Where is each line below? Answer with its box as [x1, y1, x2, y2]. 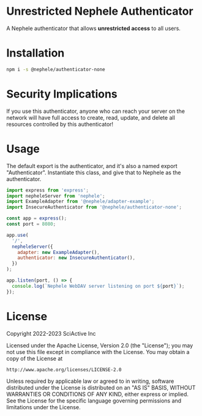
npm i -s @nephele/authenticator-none [6, 66, 105, 72]
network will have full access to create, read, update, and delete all [6, 114, 176, 121]
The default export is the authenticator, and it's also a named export [6, 162, 178, 169]
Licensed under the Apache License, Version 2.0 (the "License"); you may [6, 342, 193, 349]
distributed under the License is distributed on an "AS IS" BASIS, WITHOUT [6, 383, 196, 391]
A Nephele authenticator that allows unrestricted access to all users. [6, 25, 181, 32]
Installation [6, 46, 65, 60]
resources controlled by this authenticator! [6, 120, 114, 128]
